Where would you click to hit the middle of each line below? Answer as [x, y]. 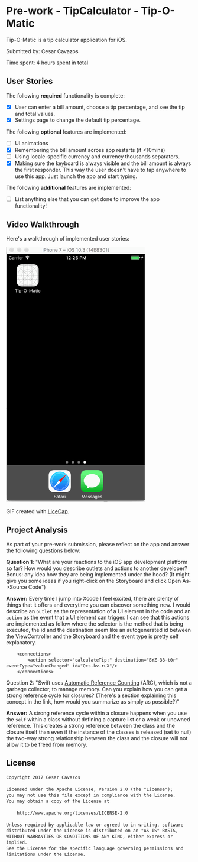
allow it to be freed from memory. [47, 744]
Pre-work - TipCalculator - [72, 11]
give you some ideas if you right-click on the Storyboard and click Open [94, 581]
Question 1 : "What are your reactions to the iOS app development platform [97, 562]
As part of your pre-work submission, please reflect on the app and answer [98, 544]
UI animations [31, 143]
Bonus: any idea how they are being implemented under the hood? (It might [98, 574]
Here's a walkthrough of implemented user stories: [68, 239]
